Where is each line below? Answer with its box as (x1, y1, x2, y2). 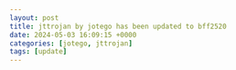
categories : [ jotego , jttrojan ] (9, 38, 133, 48)
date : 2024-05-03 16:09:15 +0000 (9, 30, 137, 39)
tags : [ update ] (9, 47, 68, 56)
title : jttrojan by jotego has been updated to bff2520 (9, 22, 227, 31)
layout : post (9, 13, 59, 23)
